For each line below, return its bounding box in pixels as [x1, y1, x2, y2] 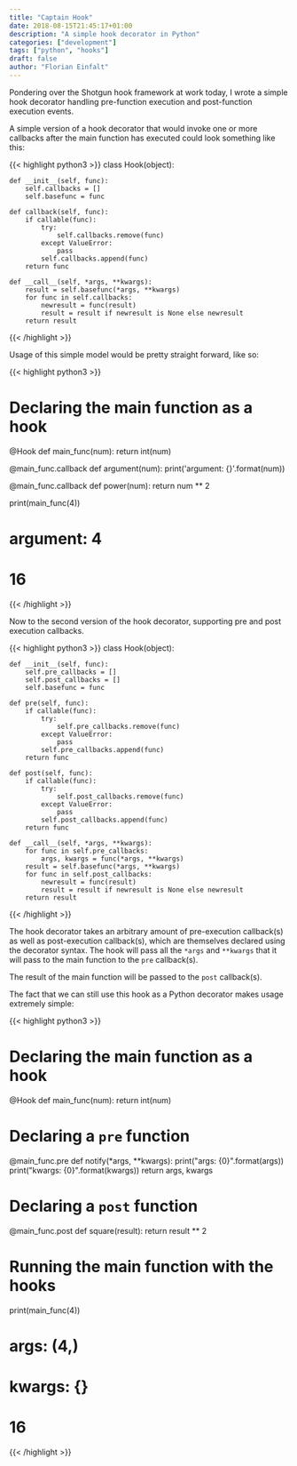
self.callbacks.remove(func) [56, 230, 165, 240]
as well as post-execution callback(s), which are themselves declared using [9, 935, 285, 946]
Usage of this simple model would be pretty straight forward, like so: [9, 348, 260, 360]
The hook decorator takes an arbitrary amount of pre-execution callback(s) [9, 925, 284, 936]
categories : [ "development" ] [9, 37, 117, 47]
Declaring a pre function [9, 1126, 191, 1147]
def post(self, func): [9, 768, 93, 778]
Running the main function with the [9, 1256, 274, 1277]
